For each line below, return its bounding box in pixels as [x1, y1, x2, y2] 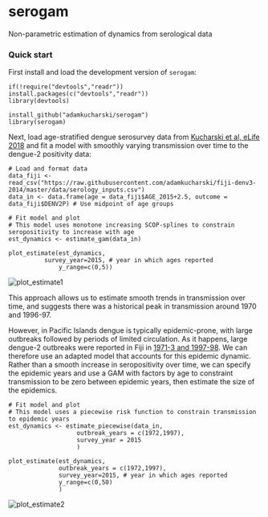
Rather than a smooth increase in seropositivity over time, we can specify [8, 360, 251, 370]
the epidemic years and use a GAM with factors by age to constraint [8, 368, 233, 378]
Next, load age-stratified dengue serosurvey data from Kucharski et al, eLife [8, 132, 260, 142]
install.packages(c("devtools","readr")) [8, 90, 149, 98]
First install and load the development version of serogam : [8, 68, 197, 77]
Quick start [8, 49, 54, 60]
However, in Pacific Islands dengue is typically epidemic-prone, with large [8, 326, 253, 335]
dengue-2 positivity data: [8, 150, 92, 159]
